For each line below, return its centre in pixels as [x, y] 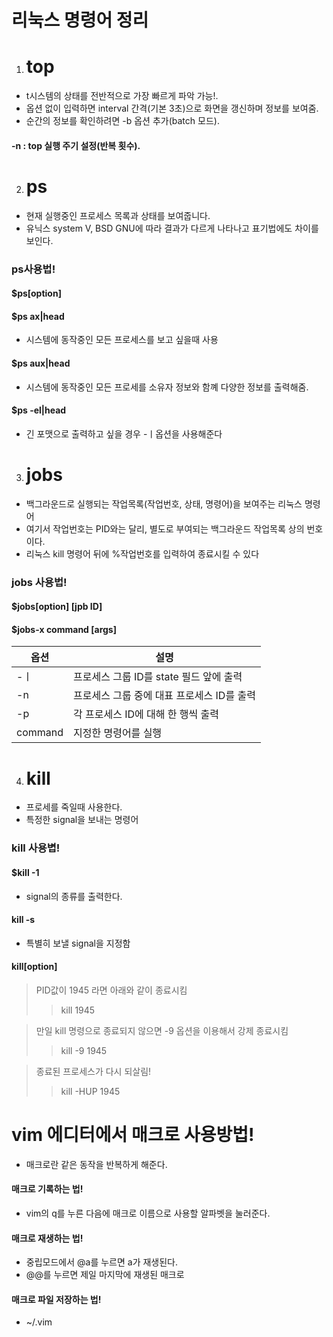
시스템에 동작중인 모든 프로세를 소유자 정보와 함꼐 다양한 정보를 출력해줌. [167, 387]
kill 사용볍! [36, 848]
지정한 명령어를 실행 [118, 733]
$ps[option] [36, 293]
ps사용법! [33, 269]
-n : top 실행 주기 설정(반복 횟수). [76, 145]
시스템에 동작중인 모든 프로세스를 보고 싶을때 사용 [122, 340]
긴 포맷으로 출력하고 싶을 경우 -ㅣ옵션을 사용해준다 [124, 433]
